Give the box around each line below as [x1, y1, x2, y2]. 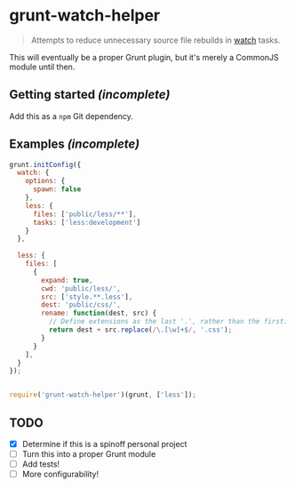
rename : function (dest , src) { [41, 308, 157, 318]
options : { [25, 177, 66, 186]
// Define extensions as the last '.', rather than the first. [48, 317, 289, 326]
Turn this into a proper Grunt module [21, 449, 156, 460]
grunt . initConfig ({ [9, 160, 82, 169]
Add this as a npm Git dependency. [9, 110, 133, 121]
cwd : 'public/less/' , [41, 284, 122, 293]
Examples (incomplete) [9, 137, 140, 152]
